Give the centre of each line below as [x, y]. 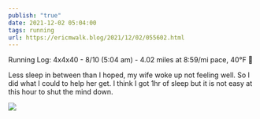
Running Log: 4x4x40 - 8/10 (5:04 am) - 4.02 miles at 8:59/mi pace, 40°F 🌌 [131, 60]
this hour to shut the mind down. [61, 92]
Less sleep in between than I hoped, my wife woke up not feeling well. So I [129, 75]
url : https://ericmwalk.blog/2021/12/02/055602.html [97, 37]
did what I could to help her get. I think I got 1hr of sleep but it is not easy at [130, 84]
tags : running [32, 30]
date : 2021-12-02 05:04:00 [52, 23]
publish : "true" [35, 15]
